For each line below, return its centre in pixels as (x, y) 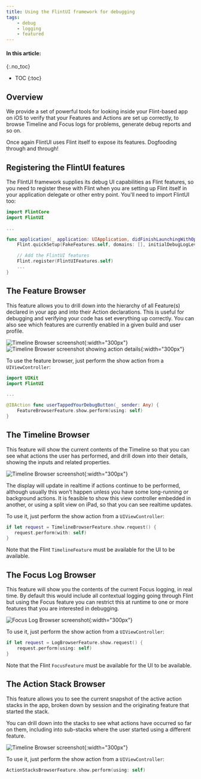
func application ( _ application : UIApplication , (68, 239)
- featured (31, 34)
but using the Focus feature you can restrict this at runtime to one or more (97, 602)
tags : (13, 17)
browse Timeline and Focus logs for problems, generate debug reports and (99, 124)
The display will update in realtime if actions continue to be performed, (93, 485)
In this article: (24, 53)
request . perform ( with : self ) (50, 533)
